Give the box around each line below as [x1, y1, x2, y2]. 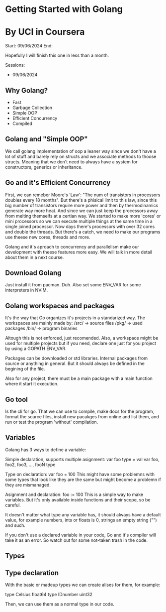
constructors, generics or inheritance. [5, 164, 83, 170]
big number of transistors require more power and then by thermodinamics [5, 202, 159, 208]
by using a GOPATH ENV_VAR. [5, 346, 67, 352]
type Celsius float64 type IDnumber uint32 [5, 592, 93, 598]
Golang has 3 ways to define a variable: [5, 447, 86, 453]
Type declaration [5, 569, 59, 577]
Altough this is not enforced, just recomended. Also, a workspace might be [5, 335, 159, 341]
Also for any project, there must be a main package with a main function [5, 375, 153, 381]
